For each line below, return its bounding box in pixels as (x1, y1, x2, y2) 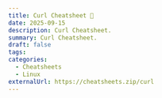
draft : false (8, 41, 52, 49)
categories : (8, 56, 48, 64)
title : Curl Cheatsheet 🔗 (8, 11, 94, 20)
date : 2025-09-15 (8, 19, 66, 27)
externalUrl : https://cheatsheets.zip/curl (8, 77, 155, 85)
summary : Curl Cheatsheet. (8, 33, 98, 42)
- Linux (15, 70, 41, 78)
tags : (8, 48, 26, 56)
